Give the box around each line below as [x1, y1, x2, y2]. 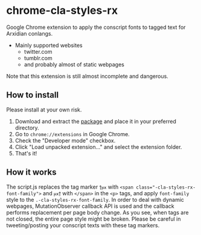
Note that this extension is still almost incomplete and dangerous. [6, 72, 169, 80]
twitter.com [24, 48, 53, 55]
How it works [6, 167, 57, 178]
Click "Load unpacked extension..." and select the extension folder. [14, 143, 182, 151]
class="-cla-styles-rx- [135, 184, 196, 190]
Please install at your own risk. [6, 106, 82, 113]
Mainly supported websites [14, 42, 83, 49]
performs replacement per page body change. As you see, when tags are [6, 208, 189, 216]
